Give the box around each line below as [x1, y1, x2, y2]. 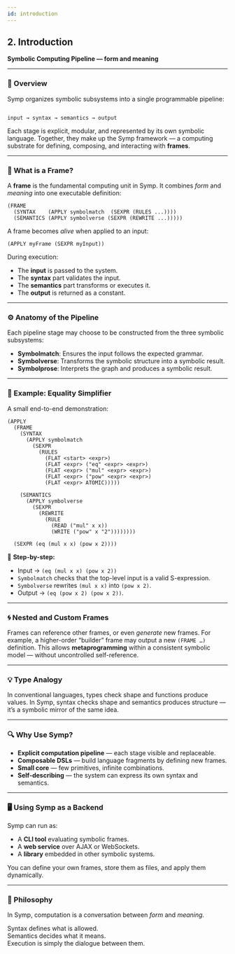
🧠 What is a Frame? [7, 165, 74, 175]
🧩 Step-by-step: [7, 552, 55, 561]
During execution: [7, 253, 59, 261]
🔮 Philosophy [7, 895, 53, 904]
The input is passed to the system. [17, 267, 118, 275]
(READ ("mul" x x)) [51, 522, 108, 529]
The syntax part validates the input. [17, 274, 121, 282]
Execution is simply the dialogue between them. [7, 939, 145, 948]
